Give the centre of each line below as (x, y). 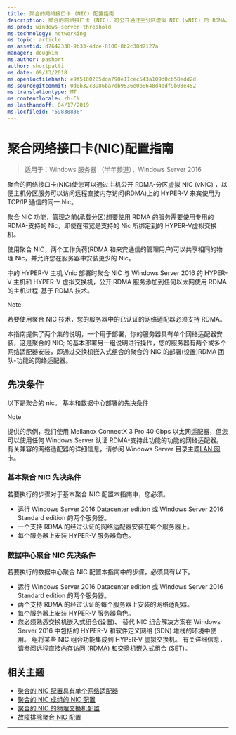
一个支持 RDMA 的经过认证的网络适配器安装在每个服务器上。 (105, 527)
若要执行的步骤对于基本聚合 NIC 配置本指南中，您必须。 (88, 494)
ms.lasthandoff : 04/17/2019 (48, 105)
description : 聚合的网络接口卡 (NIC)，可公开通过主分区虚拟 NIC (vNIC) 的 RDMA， (119, 20)
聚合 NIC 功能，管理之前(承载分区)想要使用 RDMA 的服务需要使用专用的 (111, 217)
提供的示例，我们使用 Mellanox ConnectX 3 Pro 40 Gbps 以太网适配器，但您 (118, 431)
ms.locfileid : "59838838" (45, 112)
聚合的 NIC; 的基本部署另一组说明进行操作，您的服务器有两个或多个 (129, 343)
